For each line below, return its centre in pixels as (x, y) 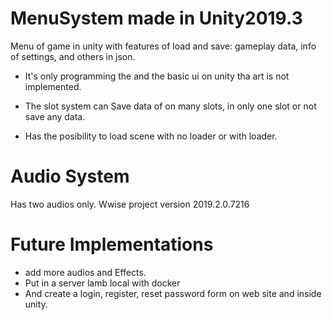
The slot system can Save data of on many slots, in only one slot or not (170, 106)
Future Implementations (112, 244)
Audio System (70, 176)
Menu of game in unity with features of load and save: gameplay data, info (163, 46)
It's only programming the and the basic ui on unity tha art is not (157, 76)
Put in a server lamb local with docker (102, 283)
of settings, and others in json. (73, 56)
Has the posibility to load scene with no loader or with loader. (151, 136)
